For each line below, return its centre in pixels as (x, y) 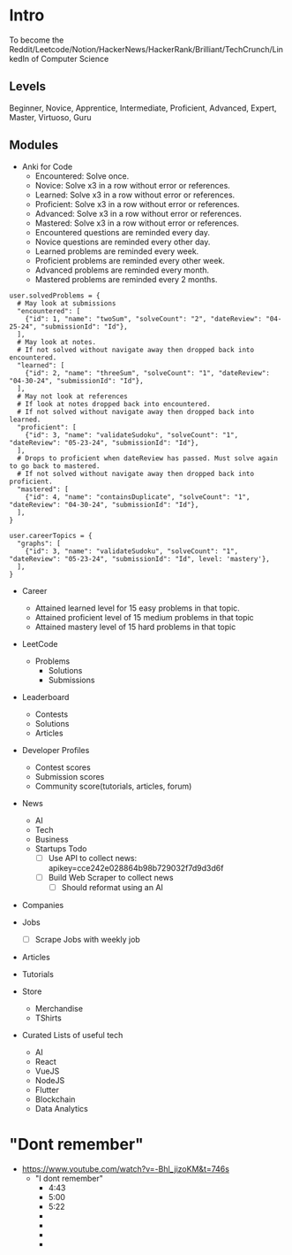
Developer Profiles (56, 750)
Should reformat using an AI (112, 887)
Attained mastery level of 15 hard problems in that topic (135, 627)
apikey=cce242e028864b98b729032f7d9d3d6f (136, 867)
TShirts (48, 1018)
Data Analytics (61, 1108)
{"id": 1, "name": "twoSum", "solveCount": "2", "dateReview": (144, 319)
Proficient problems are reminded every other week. (130, 260)
